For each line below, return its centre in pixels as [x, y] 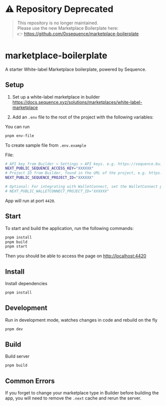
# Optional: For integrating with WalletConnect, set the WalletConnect [82, 187]
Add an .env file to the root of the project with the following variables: [83, 117]
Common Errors [30, 381]
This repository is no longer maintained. [58, 23]
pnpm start [16, 246]
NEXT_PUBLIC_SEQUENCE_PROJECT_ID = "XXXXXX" [49, 178]
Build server [17, 356]
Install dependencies [26, 284]
